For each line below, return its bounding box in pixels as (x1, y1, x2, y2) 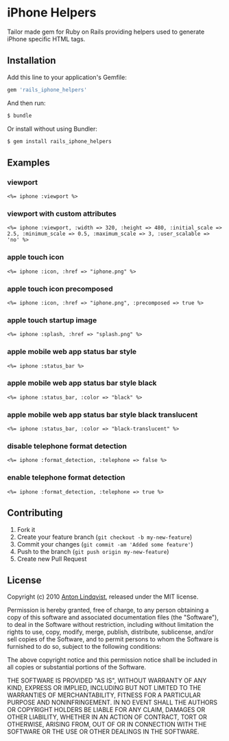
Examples (7, 157, 50, 168)
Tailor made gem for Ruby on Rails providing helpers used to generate (7, 27, 205, 36)
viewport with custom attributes (7, 208, 117, 218)
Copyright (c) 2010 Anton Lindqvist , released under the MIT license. (7, 593, 199, 601)
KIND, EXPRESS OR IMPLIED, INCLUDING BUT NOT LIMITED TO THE (7, 684, 202, 692)
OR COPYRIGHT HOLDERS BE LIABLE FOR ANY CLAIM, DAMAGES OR (7, 706, 206, 714)
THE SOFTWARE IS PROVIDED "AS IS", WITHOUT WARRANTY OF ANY (7, 676, 207, 685)
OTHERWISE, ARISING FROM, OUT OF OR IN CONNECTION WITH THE (7, 720, 207, 729)
